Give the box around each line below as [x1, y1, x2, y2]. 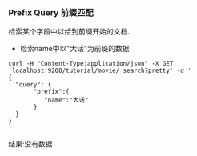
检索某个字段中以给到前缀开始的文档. [8, 26, 131, 37]
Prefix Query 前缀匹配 [8, 6, 94, 18]
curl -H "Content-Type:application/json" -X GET [8, 60, 174, 68]
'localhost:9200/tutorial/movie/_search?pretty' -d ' [8, 66, 192, 75]
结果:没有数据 [8, 139, 54, 149]
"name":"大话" [43, 96, 89, 105]
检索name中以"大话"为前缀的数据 [19, 44, 130, 54]
